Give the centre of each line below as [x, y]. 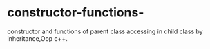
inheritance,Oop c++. [37, 38]
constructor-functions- [76, 13]
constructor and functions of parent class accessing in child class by [105, 31]
